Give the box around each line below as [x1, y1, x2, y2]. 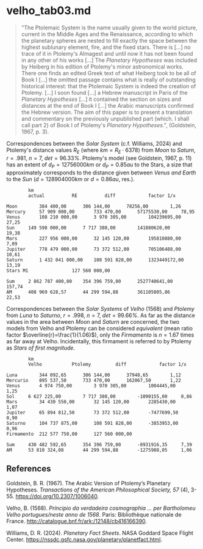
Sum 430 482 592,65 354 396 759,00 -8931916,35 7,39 [6, 441, 192, 447]
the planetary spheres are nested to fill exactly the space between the [21, 37, 198, 44]
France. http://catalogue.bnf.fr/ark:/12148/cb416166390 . [6, 518, 148, 525]
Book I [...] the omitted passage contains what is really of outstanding [21, 76, 196, 83]
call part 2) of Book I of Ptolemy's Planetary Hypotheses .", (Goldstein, [21, 121, 197, 129]
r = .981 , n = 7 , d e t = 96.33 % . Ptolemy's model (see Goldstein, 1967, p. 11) [6, 154, 192, 162]
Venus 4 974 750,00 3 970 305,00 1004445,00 [6, 383, 176, 389]
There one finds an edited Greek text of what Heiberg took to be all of [21, 69, 196, 77]
